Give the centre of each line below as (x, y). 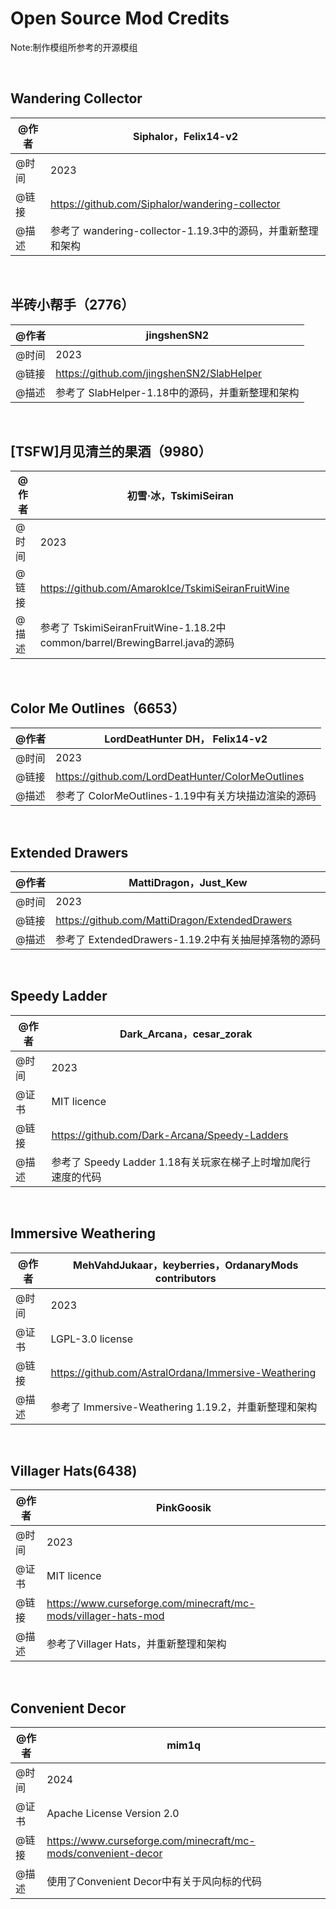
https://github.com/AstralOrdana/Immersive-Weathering (183, 1372)
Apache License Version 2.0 (113, 1814)
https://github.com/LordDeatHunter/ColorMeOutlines (180, 777)
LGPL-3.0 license (92, 1339)
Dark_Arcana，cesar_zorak (186, 1034)
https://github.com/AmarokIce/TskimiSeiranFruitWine (164, 589)
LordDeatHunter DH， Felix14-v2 (186, 739)
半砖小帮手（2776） (72, 305)
